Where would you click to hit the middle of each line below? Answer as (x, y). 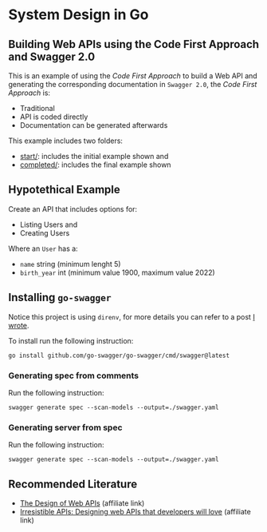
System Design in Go (79, 15)
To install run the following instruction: (71, 340)
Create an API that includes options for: (73, 208)
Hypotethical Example (65, 190)
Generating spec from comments (74, 375)
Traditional (37, 108)
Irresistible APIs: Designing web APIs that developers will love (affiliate (135, 512)
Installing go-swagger (60, 298)
